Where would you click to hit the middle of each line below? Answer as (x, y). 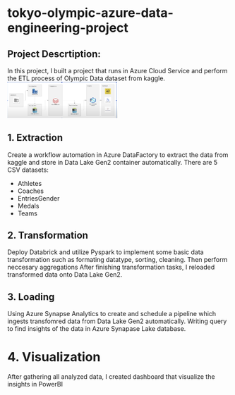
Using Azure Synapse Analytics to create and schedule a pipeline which (112, 314)
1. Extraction (35, 138)
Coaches (31, 191)
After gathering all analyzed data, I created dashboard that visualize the (111, 377)
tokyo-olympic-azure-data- (91, 13)
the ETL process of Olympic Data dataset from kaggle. (86, 78)
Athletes (30, 183)
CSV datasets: (28, 170)
